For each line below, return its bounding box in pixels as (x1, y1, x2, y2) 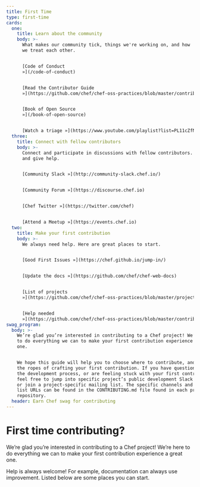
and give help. (21, 155, 60, 161)
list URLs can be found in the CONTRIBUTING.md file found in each (17, 387, 187, 393)
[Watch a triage (21, 128, 62, 134)
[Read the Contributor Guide (21, 84, 95, 91)
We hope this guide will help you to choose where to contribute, (17, 360, 185, 366)
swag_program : (6, 322, 42, 328)
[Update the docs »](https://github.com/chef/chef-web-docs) (21, 273, 177, 279)
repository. (17, 393, 46, 399)
